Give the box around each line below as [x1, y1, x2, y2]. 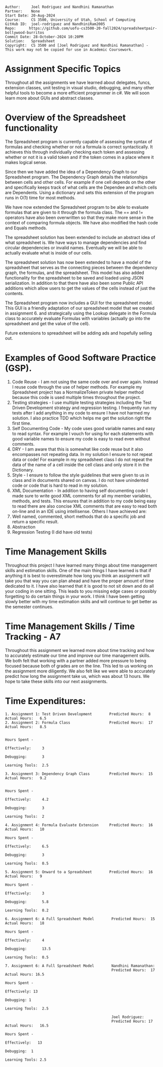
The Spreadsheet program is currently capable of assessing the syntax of [5, 138, 153, 144]
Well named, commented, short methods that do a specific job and [12, 514, 146, 519]
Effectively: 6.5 [5, 844, 49, 849]
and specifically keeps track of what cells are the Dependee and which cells [5, 184, 157, 190]
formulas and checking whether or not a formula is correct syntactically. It [5, 144, 153, 150]
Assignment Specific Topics [5, 63, 121, 75]
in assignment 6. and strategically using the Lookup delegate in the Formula [5, 310, 157, 316]
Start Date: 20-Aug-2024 [5, 13, 55, 18]
